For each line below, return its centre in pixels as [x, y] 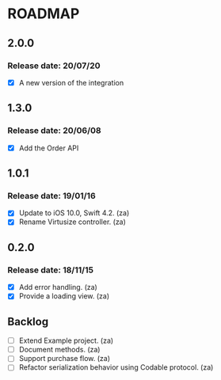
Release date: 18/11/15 [51, 270]
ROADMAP [44, 14]
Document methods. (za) [59, 350]
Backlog [28, 321]
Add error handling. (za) [58, 287]
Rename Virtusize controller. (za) [72, 222]
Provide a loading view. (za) [64, 296]
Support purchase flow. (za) [65, 359]
